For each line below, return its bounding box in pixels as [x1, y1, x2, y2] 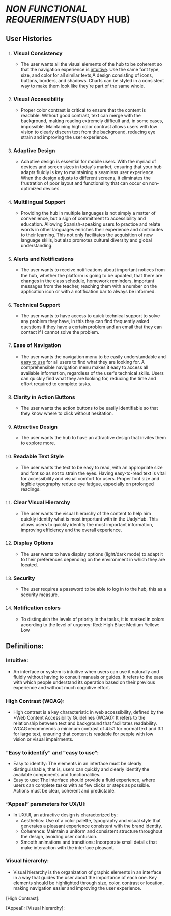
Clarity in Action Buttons [13, 393, 75, 401]
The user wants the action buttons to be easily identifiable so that [20, 405, 158, 411]
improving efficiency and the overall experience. [20, 527, 122, 533]
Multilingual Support [13, 199, 66, 206]
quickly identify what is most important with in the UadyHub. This [20, 516, 158, 522]
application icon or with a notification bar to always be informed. [20, 289, 156, 295]
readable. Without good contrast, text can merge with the [20, 113, 141, 119]
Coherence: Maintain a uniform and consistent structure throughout [20, 828, 163, 834]
